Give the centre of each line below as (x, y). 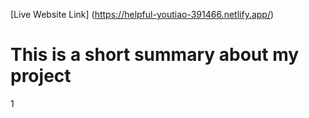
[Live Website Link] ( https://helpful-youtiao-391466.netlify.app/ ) (142, 14)
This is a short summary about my (155, 55)
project (41, 76)
